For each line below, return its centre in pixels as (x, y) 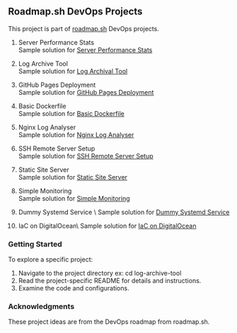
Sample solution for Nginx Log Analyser (76, 134)
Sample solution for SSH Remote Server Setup (86, 156)
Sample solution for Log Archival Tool (73, 71)
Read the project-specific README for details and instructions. (110, 281)
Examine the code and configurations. (74, 288)
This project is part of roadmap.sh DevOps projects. (84, 28)
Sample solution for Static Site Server (73, 177)
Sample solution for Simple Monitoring (74, 198)
